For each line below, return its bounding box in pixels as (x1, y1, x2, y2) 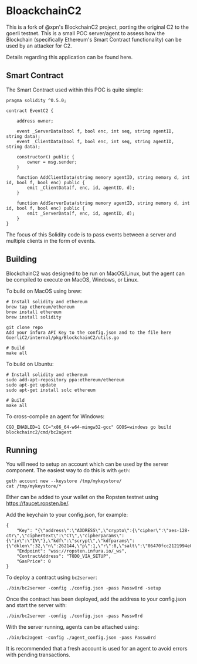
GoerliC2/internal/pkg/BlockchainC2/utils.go (6, 334, 119, 341)
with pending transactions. (6, 651, 70, 658)
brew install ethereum (6, 309, 62, 315)
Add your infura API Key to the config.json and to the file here (6, 330, 172, 336)
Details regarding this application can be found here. (6, 53, 133, 60)
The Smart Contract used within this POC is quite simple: (6, 86, 144, 93)
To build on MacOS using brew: (6, 287, 82, 294)
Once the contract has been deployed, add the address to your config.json (6, 595, 186, 602)
